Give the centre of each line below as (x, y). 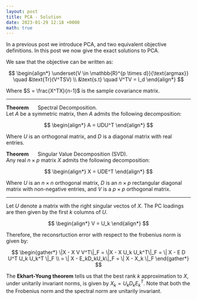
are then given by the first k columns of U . (57, 212)
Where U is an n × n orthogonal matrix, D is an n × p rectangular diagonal (94, 183)
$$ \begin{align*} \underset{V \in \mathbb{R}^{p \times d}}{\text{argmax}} (98, 73)
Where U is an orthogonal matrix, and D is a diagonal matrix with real (89, 137)
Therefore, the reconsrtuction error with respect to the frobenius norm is (94, 235)
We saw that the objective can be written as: (60, 62)
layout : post (22, 11)
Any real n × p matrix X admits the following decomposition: (78, 160)
